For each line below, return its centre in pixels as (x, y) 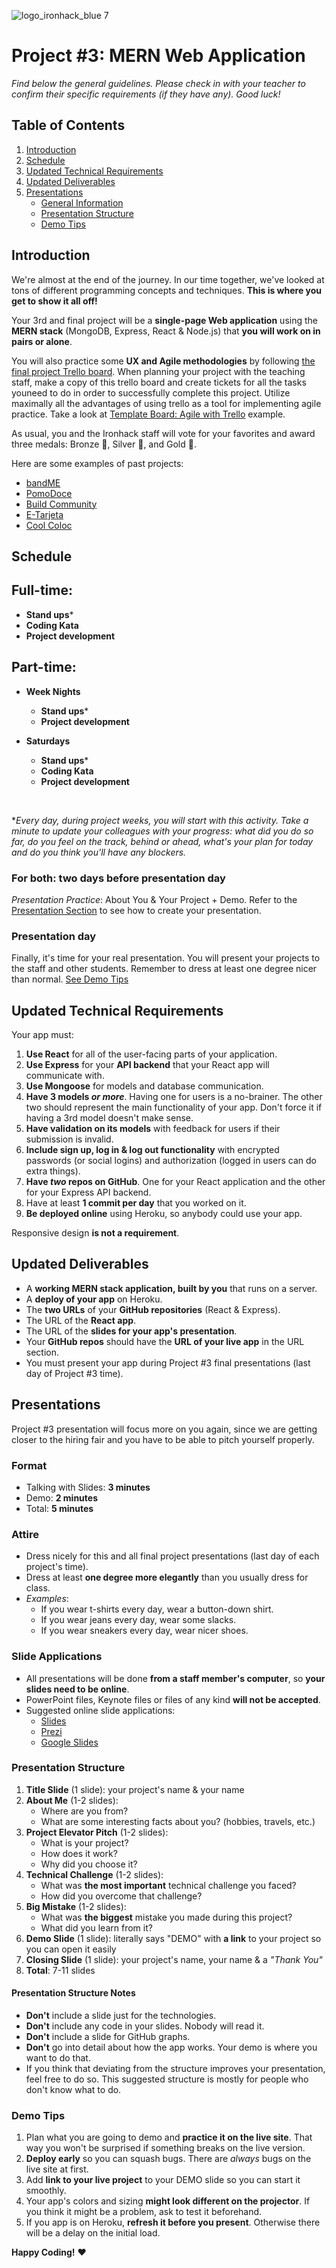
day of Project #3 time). (74, 1373)
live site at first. (57, 2169)
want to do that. (58, 2058)
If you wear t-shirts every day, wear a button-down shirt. (157, 1609)
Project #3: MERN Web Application (158, 56)
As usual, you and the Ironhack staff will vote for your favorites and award (163, 433)
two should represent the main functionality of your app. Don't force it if (174, 1107)
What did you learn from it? (96, 1927)
